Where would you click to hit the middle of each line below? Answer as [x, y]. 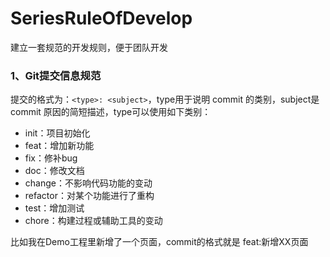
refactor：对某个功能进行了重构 [89, 196]
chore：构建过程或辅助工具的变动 [93, 221]
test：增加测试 [54, 208]
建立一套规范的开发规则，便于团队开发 [89, 47]
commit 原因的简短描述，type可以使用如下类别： [111, 112]
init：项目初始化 [57, 133]
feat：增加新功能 [59, 146]
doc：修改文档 [54, 171]
